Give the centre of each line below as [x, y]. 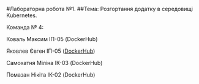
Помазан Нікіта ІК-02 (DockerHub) [51, 75]
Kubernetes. [22, 15]
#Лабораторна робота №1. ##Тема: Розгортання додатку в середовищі [99, 9]
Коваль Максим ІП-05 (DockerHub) [52, 39]
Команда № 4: [25, 27]
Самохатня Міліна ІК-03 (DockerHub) [54, 63]
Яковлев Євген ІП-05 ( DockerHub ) [51, 51]
